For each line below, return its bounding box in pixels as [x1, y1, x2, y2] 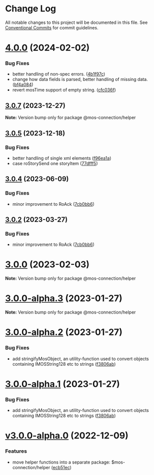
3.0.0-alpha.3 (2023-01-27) [5, 293, 123, 304]
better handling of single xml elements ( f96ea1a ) [12, 155, 112, 161]
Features [5, 448, 27, 455]
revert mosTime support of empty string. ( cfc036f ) [12, 87, 116, 93]
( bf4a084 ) [12, 81, 34, 87]
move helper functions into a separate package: [12, 459, 111, 465]
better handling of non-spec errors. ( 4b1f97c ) [12, 71, 105, 77]
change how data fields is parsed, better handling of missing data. [12, 77, 148, 82]
